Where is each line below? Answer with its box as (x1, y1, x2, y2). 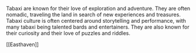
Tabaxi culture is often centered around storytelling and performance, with (6, 17, 187, 24)
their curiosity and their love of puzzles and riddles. (6, 30, 131, 37)
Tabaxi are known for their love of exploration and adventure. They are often (6, 5, 191, 12)
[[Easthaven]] (6, 41, 39, 48)
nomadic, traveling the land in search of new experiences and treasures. (6, 11, 181, 18)
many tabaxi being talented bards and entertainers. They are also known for (6, 23, 190, 30)
